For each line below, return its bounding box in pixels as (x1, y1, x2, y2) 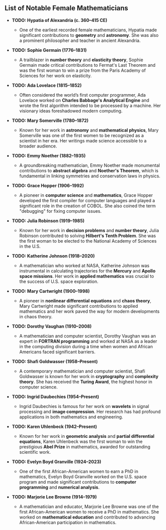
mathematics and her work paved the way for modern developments (19, 308, 160, 314)
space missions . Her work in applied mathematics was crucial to (19, 273, 155, 279)
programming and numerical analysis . (19, 484, 100, 490)
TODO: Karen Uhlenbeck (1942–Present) (11, 423, 97, 429)
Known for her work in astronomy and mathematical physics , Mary (19, 127, 159, 133)
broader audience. (19, 143, 58, 149)
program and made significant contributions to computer (19, 479, 137, 485)
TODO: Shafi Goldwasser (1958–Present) (11, 358, 98, 364)
